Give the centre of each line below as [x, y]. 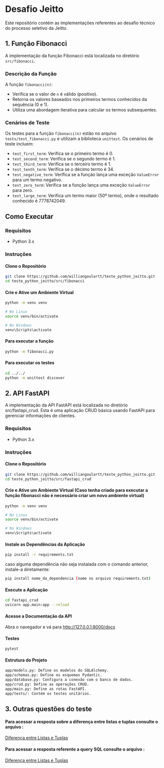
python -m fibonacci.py [30, 352]
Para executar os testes [30, 363]
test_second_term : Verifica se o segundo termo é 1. [64, 159]
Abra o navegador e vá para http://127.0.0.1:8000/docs [60, 627]
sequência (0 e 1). [30, 104]
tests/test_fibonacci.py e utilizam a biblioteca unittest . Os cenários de [79, 139]
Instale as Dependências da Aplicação [45, 544]
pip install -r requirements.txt [39, 555]
